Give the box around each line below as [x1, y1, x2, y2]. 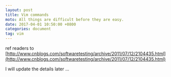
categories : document [5, 27, 51, 32]
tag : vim [5, 31, 24, 36]
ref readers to [5, 45, 34, 51]
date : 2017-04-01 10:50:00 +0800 [5, 21, 76, 27]
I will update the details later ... [5, 66, 70, 72]
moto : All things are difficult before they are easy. [5, 17, 124, 22]
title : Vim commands [5, 12, 49, 17]
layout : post [5, 7, 33, 13]
